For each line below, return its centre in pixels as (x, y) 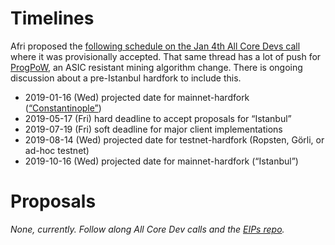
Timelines (52, 18)
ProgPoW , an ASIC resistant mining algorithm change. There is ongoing (156, 67)
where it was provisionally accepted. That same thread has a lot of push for (166, 56)
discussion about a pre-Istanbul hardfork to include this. (126, 78)
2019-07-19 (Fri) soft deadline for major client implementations (153, 129)
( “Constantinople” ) (63, 108)
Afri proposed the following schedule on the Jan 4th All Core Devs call (155, 46)
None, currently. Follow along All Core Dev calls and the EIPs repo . (147, 229)
